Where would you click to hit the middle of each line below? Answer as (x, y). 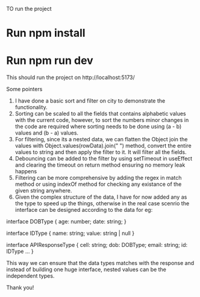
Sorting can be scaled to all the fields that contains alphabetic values (100, 113)
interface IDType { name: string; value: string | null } (70, 233)
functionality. (31, 107)
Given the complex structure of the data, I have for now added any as (101, 197)
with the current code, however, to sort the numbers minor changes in (102, 120)
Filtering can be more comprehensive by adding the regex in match (98, 178)
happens (26, 171)
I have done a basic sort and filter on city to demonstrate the (90, 101)
